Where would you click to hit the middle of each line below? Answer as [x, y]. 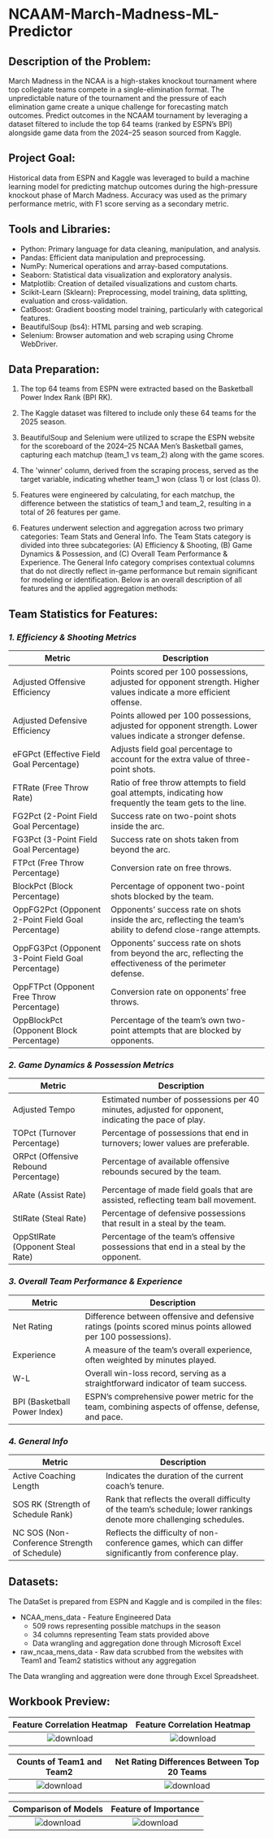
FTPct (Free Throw [48, 863]
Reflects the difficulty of [151, 1533]
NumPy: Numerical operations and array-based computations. [124, 266]
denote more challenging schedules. [175, 1520]
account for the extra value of [167, 759]
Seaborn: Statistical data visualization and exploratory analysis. [126, 275]
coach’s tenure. [135, 1486]
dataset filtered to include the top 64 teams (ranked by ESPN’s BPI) [121, 124]
